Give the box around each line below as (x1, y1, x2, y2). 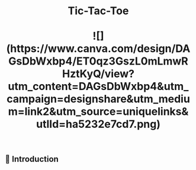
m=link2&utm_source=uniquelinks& (8, 105, 189, 118)
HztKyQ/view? (62, 67, 135, 81)
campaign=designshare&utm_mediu (7, 92, 190, 106)
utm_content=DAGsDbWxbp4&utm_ (8, 80, 189, 93)
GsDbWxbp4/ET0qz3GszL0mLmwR (8, 54, 188, 68)
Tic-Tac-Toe (68, 4, 129, 18)
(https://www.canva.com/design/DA (6, 42, 191, 56)
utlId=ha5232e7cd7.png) (36, 117, 160, 131)
